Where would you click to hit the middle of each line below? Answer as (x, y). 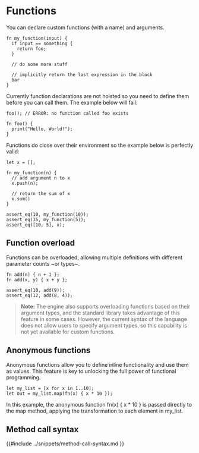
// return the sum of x (41, 194)
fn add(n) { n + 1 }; (33, 275)
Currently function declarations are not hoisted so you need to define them (98, 96)
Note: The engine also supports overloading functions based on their (105, 306)
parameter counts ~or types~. (43, 263)
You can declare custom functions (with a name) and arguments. (85, 27)
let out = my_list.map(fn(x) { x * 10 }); (59, 394)
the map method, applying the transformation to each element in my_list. (95, 411)
